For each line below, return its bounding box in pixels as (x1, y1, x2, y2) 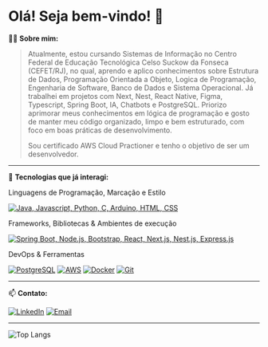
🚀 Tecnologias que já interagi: (8, 172, 109, 182)
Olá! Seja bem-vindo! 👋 (8, 7, 164, 26)
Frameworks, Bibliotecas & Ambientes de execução (8, 219, 177, 228)
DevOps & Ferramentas (8, 249, 85, 258)
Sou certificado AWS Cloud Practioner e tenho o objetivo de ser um (27, 140, 250, 150)
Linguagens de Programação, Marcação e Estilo (8, 187, 166, 197)
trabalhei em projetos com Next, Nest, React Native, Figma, (27, 91, 223, 101)
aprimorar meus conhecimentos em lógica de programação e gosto (27, 108, 250, 118)
